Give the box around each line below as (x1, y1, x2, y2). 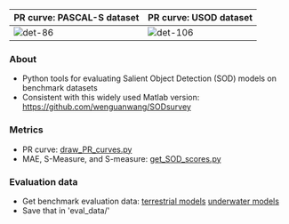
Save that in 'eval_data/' (21, 204, 110, 216)
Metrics (9, 124, 44, 136)
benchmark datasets (21, 83, 98, 93)
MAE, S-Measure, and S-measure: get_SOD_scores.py (21, 153, 221, 164)
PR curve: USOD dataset (148, 12, 253, 23)
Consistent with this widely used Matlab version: (21, 92, 200, 103)
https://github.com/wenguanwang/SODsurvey (21, 101, 191, 112)
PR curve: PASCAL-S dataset (13, 12, 140, 23)
